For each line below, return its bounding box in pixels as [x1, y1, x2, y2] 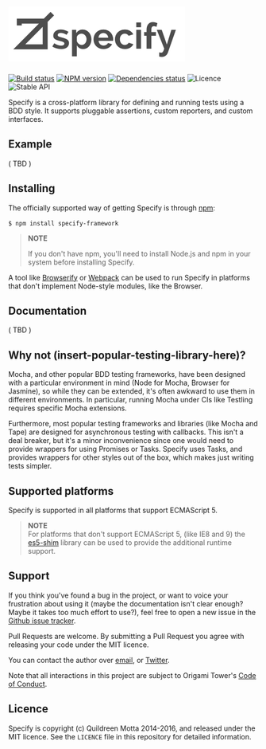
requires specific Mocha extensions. [8, 403, 127, 413]
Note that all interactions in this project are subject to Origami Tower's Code [8, 670, 256, 680]
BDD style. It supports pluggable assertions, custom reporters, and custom [8, 106, 253, 116]
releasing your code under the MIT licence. [8, 640, 149, 649]
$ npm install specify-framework [8, 219, 119, 227]
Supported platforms [8, 484, 114, 498]
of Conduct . [8, 679, 48, 688]
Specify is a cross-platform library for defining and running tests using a [8, 97, 245, 107]
